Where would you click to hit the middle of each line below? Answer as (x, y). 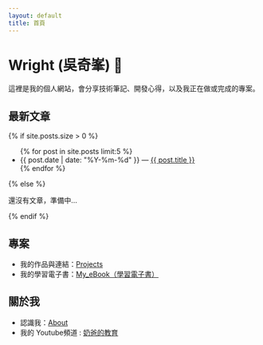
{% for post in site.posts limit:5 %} (76, 152)
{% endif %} (29, 216)
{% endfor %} (43, 169)
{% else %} (27, 184)
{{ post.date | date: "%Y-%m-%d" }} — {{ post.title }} (107, 160)
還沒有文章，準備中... (43, 200)
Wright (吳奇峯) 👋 (66, 65)
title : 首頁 (27, 23)
